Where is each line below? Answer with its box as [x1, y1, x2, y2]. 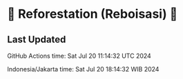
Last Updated [7, 34, 66, 45]
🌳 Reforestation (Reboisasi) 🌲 [7, 6, 178, 22]
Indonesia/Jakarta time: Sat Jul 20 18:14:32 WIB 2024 [7, 65, 160, 73]
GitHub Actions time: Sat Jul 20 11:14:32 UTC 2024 [7, 52, 152, 60]
